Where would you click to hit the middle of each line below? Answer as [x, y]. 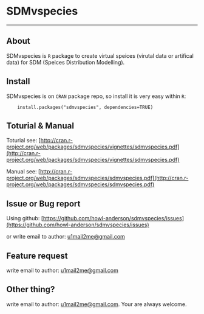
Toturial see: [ [23, 141]
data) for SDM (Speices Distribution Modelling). [66, 62]
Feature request [37, 256]
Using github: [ [25, 218]
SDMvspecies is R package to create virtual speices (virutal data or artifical [100, 55]
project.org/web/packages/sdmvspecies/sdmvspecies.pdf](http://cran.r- [97, 178]
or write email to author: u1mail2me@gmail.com [66, 237]
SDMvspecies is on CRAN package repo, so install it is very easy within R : [96, 96]
